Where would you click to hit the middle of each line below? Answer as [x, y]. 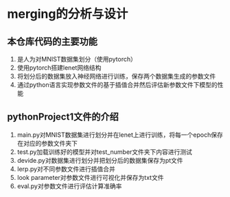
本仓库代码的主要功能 [52, 41]
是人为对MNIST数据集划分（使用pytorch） [77, 59]
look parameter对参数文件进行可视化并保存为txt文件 [90, 177]
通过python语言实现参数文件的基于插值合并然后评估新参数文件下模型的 [117, 85]
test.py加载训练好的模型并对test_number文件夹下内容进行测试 [104, 152]
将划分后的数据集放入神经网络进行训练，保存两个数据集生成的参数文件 [116, 76]
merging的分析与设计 [68, 14]
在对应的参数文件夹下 [47, 143]
